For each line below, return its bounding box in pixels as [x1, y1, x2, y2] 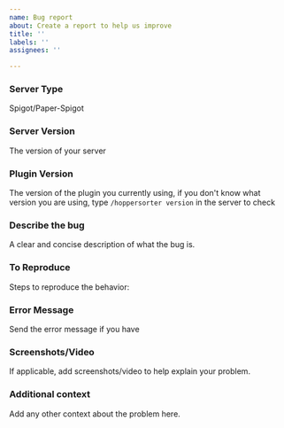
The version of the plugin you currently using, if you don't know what [9, 188, 261, 198]
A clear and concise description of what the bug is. [9, 239, 196, 250]
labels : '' [9, 37, 50, 47]
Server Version [9, 125, 75, 137]
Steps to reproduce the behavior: [9, 281, 130, 292]
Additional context [9, 388, 91, 401]
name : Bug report [9, 12, 73, 22]
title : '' [9, 29, 46, 38]
